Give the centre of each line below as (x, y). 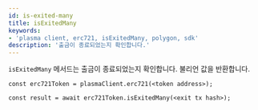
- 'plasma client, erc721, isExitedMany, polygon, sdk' (103, 38)
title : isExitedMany (43, 23)
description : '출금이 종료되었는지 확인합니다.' (79, 45)
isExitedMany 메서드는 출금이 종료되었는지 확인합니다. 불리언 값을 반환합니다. (129, 69)
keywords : (25, 30)
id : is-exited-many (41, 16)
